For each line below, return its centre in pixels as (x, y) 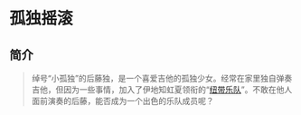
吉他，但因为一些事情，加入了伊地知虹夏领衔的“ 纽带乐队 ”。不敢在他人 (162, 90)
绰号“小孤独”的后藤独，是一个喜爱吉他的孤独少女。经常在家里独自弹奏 (162, 78)
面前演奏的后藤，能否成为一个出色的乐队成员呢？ (122, 101)
